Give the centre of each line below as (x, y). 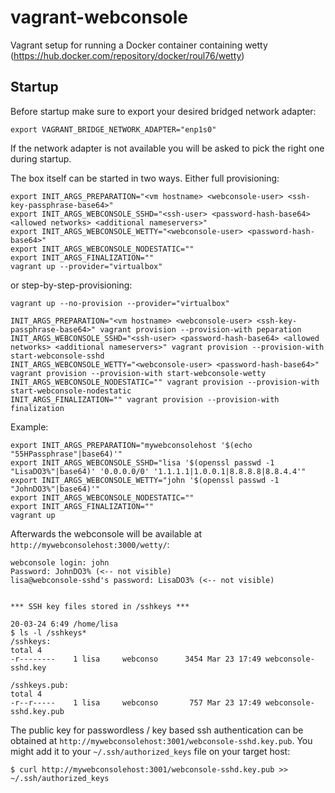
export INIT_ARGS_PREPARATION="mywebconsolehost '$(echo (131, 445)
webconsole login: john (60, 562)
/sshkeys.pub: (40, 685)
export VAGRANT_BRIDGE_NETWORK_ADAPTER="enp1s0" (113, 129)
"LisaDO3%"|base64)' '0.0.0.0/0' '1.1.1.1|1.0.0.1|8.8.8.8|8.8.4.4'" (158, 471)
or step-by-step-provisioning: (71, 285)
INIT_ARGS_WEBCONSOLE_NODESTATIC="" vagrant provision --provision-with (165, 382)
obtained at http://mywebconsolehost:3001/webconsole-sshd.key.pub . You (161, 740)
